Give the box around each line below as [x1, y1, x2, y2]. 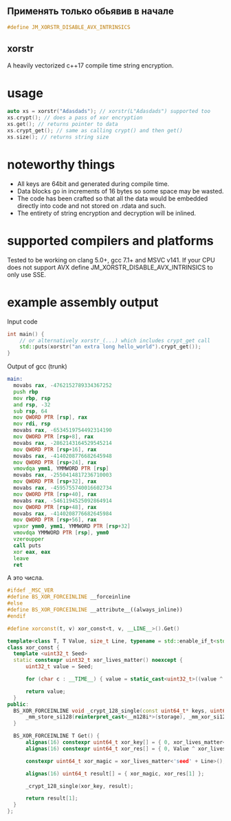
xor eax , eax [13, 548, 51, 555]
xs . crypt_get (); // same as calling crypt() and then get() [7, 127, 184, 134]
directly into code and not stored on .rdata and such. [16, 201, 166, 209]
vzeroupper [13, 536, 45, 543]
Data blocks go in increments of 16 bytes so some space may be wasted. [16, 187, 224, 195]
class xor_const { [7, 644, 60, 651]
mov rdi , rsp [13, 420, 51, 428]
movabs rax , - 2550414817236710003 [13, 472, 112, 479]
